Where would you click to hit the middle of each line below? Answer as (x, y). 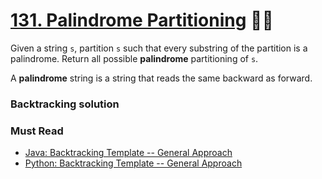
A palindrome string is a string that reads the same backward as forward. (161, 78)
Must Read (37, 131)
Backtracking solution (65, 104)
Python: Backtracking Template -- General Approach (133, 163)
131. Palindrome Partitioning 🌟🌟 (142, 20)
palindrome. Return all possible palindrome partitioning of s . (134, 58)
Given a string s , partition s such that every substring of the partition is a (159, 48)
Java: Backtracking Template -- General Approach (128, 153)
